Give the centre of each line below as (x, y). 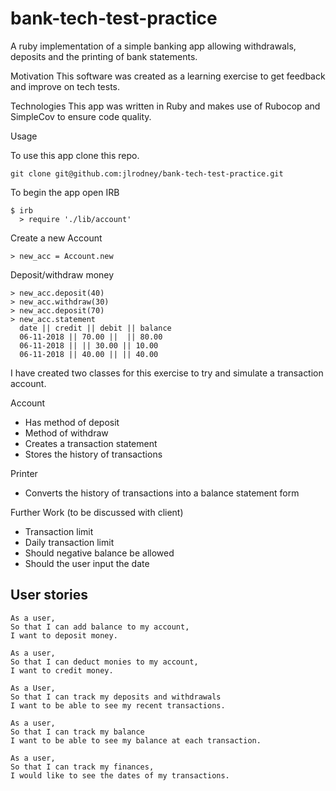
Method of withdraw (66, 433)
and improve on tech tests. (65, 86)
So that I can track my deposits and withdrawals (116, 697)
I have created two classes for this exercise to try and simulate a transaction (167, 373)
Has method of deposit (72, 422)
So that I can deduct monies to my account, (104, 662)
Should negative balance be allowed (99, 553)
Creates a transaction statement (91, 443)
